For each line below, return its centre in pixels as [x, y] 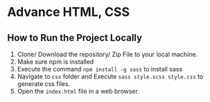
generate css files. [44, 84]
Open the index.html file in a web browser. [78, 91]
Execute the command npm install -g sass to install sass [100, 69]
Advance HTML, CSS [69, 12]
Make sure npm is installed [55, 62]
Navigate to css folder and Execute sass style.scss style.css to [110, 76]
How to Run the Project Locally [75, 38]
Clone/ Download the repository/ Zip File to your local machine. [107, 54]
